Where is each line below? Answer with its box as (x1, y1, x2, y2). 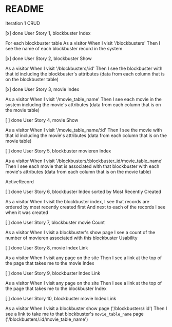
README (5, 3, 44, 15)
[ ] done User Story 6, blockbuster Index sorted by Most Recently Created (5, 188, 162, 195)
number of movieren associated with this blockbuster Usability (5, 235, 138, 241)
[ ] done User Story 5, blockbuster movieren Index (5, 147, 111, 154)
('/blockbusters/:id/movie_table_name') (5, 316, 88, 322)
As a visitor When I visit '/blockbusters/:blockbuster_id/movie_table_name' (5, 158, 163, 164)
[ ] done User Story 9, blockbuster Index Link (5, 270, 101, 276)
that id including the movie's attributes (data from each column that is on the (5, 132, 167, 139)
